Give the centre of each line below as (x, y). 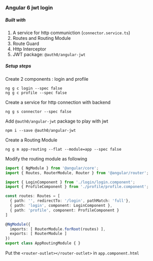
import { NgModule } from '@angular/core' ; (52, 168)
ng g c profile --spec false (36, 93)
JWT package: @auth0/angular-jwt (49, 54)
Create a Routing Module (31, 140)
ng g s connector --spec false (38, 111)
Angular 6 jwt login (29, 8)
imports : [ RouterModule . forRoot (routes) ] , (58, 229)
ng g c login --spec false (34, 88)
